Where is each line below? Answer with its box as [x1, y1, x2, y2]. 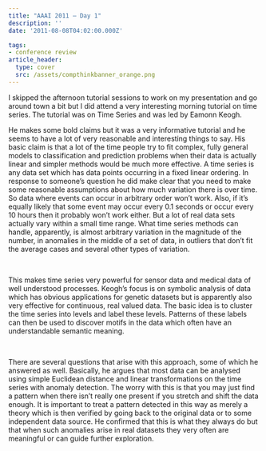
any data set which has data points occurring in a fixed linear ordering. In [8, 167, 249, 177]
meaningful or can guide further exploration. [8, 433, 154, 443]
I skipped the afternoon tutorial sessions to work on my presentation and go [8, 93, 258, 102]
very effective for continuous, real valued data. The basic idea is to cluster [8, 301, 253, 310]
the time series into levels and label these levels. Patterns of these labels [8, 309, 248, 318]
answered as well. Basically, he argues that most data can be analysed [8, 365, 241, 375]
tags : [8, 41, 26, 49]
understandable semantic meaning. [8, 325, 125, 336]
